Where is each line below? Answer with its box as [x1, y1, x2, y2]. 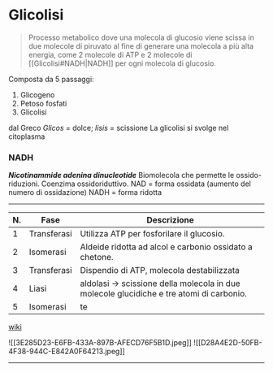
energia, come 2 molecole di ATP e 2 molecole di [28, 50, 193, 59]
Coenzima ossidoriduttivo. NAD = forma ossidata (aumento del [41, 179, 252, 188]
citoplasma [8, 132, 45, 141]
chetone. [80, 252, 114, 263]
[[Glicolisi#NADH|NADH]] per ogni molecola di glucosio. [28, 58, 217, 68]
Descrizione [145, 214, 195, 226]
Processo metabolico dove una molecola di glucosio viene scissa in [28, 32, 254, 42]
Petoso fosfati [19, 98, 67, 108]
